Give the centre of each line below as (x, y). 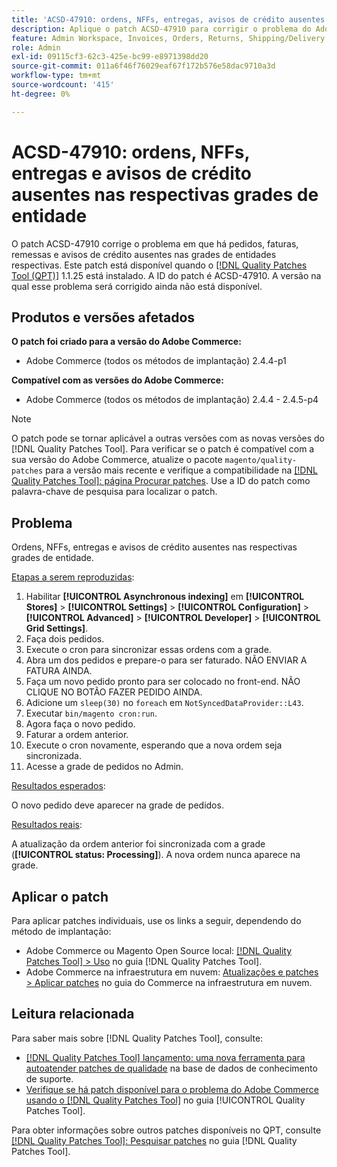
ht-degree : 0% (41, 94)
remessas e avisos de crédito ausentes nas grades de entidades (144, 254)
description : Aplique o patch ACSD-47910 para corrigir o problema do (161, 29)
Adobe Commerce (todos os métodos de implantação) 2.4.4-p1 (156, 361)
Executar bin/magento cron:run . (91, 713)
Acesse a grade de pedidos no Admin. (104, 767)
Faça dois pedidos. (65, 639)
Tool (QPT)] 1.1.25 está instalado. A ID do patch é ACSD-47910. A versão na (166, 275)
